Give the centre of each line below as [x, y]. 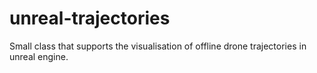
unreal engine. [39, 56]
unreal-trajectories [90, 18]
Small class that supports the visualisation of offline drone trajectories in [158, 46]
